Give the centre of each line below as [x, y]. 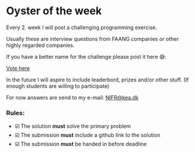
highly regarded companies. [41, 45]
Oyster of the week [54, 11]
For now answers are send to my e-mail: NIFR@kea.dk [72, 97]
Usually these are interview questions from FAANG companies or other [92, 39]
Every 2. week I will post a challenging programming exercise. [81, 27]
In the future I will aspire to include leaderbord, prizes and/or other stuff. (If [97, 80]
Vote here [18, 68]
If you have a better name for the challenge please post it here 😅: [87, 56]
